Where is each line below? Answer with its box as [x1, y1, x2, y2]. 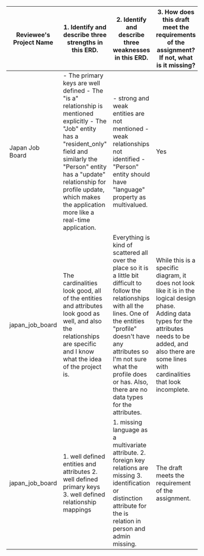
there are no [112, 386, 148, 394]
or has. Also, [112, 378, 149, 386]
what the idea [63, 355, 102, 363]
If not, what [158, 54, 193, 61]
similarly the [63, 155, 98, 163]
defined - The [63, 86, 103, 95]
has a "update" [63, 170, 106, 178]
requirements [155, 30, 196, 39]
